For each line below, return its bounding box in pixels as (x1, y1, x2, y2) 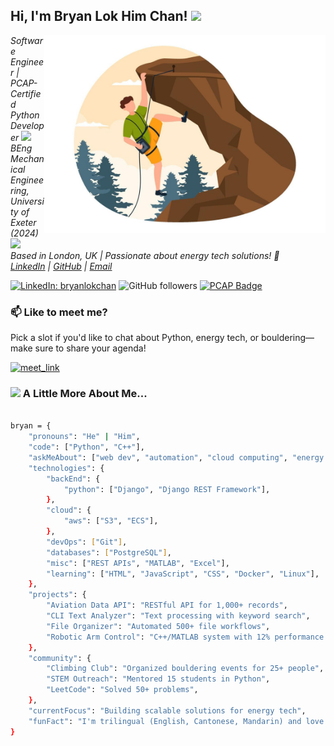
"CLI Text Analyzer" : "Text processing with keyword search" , (46, 611, 311, 621)
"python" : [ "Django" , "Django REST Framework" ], (63, 484, 271, 494)
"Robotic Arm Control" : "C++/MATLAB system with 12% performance (46, 632, 325, 642)
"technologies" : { (28, 463, 105, 473)
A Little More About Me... (22, 387, 148, 401)
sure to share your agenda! (34, 342, 147, 354)
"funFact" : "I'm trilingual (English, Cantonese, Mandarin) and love (28, 716, 325, 726)
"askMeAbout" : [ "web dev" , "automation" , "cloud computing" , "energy (28, 452, 325, 463)
